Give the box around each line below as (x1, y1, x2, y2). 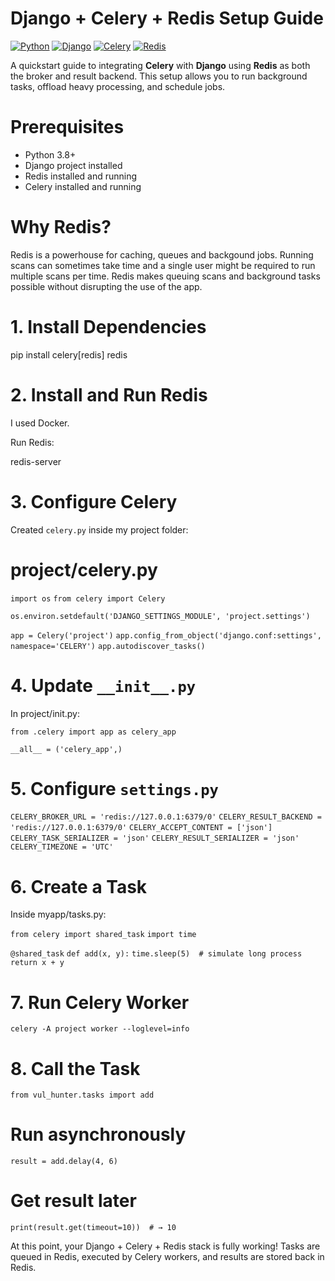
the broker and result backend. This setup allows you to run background (10, 70, 308, 82)
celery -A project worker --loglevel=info (10, 1024, 190, 1034)
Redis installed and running (24, 170, 138, 182)
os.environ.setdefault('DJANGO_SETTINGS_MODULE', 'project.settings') (10, 611, 311, 621)
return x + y (10, 958, 65, 968)
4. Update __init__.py (10, 674, 197, 697)
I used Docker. (10, 417, 70, 429)
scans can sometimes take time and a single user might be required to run (10, 259, 316, 271)
